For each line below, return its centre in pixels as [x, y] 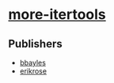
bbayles [32, 62]
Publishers [35, 44]
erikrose [33, 71]
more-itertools [57, 15]
